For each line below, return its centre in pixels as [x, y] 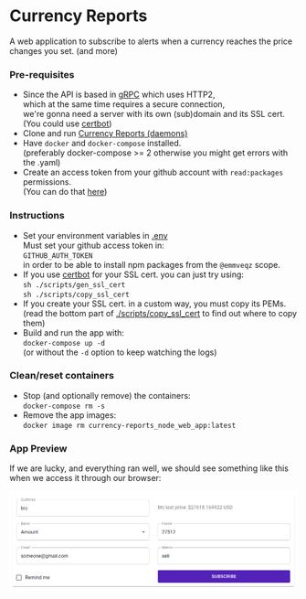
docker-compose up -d [63, 343]
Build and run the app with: [74, 332]
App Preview [38, 448]
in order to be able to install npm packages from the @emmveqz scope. [151, 264]
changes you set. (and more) [64, 50]
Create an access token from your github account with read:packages [153, 172]
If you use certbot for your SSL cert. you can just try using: [133, 274]
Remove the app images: [69, 415]
